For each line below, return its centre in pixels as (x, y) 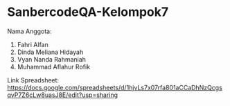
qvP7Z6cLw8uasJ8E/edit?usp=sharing (63, 95)
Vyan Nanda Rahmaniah (52, 59)
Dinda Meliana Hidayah (50, 52)
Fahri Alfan (33, 44)
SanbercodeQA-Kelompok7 (88, 12)
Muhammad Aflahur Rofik (54, 67)
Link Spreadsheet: (33, 80)
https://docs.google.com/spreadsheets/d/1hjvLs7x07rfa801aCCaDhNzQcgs (115, 87)
